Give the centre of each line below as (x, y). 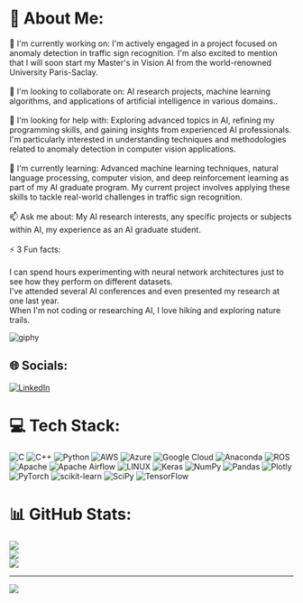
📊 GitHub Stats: (71, 514)
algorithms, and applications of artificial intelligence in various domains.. (143, 101)
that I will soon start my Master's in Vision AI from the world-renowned (141, 62)
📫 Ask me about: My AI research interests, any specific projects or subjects (151, 217)
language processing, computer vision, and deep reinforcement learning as (149, 177)
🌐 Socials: (39, 366)
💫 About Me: (57, 19)
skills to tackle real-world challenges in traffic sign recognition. (126, 197)
